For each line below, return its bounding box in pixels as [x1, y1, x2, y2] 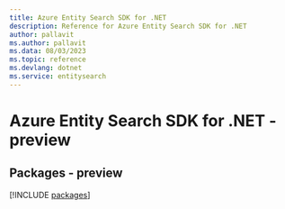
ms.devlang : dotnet [9, 64, 83, 73]
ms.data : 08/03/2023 [9, 47, 87, 56]
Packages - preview [9, 166, 123, 181]
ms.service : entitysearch [9, 72, 106, 81]
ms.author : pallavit [9, 38, 87, 48]
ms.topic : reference [9, 55, 87, 64]
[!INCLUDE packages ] [9, 189, 91, 200]
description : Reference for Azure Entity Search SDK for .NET [9, 22, 247, 31]
